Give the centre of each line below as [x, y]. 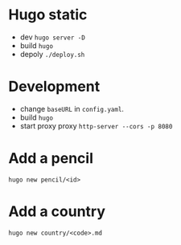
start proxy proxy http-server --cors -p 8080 [96, 125]
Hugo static [48, 15]
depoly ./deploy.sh [52, 54]
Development [54, 87]
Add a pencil [51, 159]
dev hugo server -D [53, 37]
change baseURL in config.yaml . [72, 108]
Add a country [57, 211]
